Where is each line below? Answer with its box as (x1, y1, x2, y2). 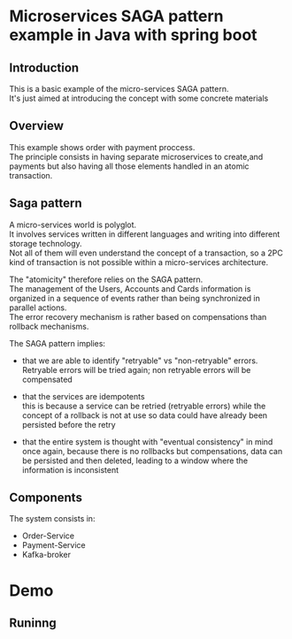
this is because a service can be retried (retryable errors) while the (21, 400, 266, 411)
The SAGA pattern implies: (9, 338, 106, 348)
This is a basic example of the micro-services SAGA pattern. (9, 84, 229, 94)
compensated (21, 374, 73, 384)
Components (9, 491, 82, 506)
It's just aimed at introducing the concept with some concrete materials (9, 93, 269, 103)
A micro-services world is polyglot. (9, 219, 137, 230)
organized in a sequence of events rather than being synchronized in (9, 293, 261, 303)
